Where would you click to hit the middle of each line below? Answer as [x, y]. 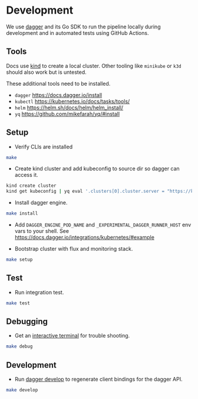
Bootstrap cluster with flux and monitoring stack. [74, 249]
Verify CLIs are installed [43, 147]
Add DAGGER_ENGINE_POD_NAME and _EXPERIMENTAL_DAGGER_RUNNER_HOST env [103, 225]
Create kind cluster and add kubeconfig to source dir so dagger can [97, 168]
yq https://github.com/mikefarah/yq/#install [67, 113]
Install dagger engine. [41, 203]
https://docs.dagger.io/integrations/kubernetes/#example [85, 238]
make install [22, 213]
